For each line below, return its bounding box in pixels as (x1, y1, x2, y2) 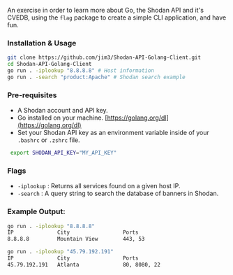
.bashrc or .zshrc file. (17, 136, 80, 144)
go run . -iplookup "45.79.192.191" (7, 248, 114, 255)
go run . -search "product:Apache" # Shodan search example (7, 73, 186, 80)
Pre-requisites (7, 90, 57, 100)
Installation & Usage (7, 38, 77, 48)
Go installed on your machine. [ (17, 113, 107, 122)
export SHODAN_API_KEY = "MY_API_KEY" (10, 150, 117, 157)
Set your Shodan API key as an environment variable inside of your (17, 129, 209, 137)
